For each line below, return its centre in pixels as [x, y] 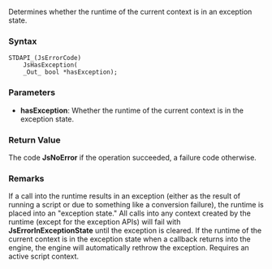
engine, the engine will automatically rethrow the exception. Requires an [129, 248]
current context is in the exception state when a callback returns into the [130, 239]
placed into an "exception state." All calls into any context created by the [130, 213]
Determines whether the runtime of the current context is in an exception [130, 12]
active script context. [44, 256]
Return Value [35, 139]
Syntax [23, 41]
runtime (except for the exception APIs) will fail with [95, 222]
